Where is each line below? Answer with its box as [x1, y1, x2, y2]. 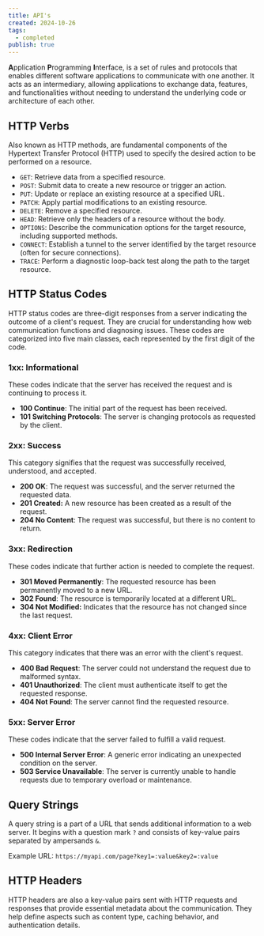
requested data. [19, 490, 72, 500]
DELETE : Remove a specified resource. [19, 206, 142, 215]
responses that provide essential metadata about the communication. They [8, 903, 253, 913]
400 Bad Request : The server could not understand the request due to [19, 663, 251, 673]
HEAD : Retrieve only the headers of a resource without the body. [19, 214, 226, 224]
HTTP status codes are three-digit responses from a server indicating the [8, 308, 247, 318]
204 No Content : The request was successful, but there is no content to [19, 515, 255, 525]
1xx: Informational [8, 361, 79, 372]
